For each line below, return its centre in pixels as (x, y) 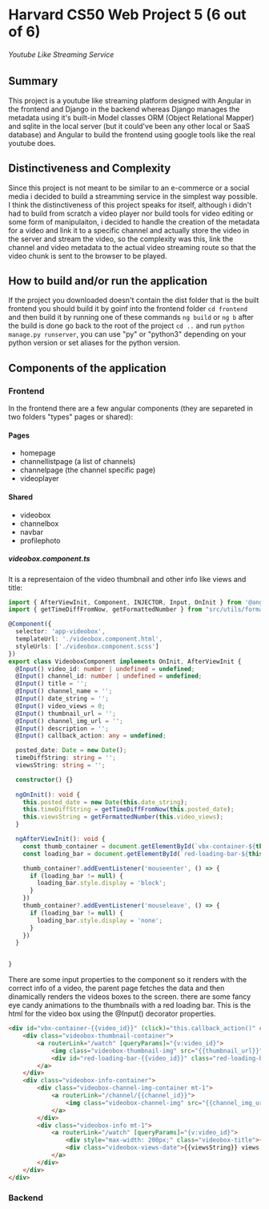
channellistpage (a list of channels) (78, 462)
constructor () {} (44, 779)
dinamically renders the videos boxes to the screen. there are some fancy (130, 997)
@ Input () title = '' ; (52, 684)
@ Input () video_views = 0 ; (60, 706)
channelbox (39, 524)
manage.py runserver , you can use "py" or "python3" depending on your (127, 334)
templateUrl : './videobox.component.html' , (89, 639)
